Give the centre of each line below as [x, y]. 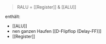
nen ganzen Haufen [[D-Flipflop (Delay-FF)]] [57, 31]
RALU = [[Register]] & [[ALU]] [46, 7]
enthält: [13, 16]
